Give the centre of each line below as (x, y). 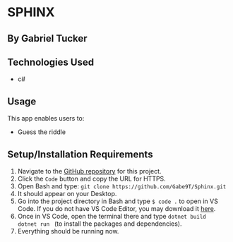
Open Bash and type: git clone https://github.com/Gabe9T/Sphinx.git (122, 186)
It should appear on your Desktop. (67, 194)
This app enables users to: (46, 119)
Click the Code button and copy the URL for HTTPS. (91, 179)
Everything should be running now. (68, 231)
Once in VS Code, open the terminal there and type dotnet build (112, 217)
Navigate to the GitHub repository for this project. (89, 171)
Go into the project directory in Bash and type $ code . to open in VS (118, 201)
